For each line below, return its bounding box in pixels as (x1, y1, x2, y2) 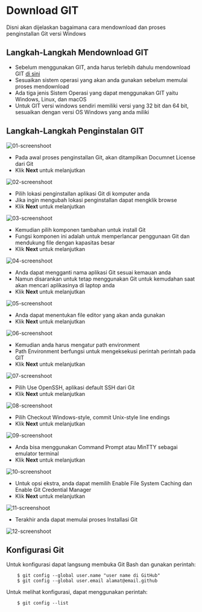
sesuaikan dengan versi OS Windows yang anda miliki (14, 108, 150, 115)
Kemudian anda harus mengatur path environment (14, 341, 140, 348)
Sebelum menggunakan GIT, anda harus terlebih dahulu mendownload (14, 63, 191, 71)
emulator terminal (14, 450, 59, 457)
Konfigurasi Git (6, 544, 65, 555)
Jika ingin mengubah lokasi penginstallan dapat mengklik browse (14, 196, 177, 203)
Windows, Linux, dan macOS (14, 95, 87, 103)
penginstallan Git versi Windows (6, 30, 86, 37)
